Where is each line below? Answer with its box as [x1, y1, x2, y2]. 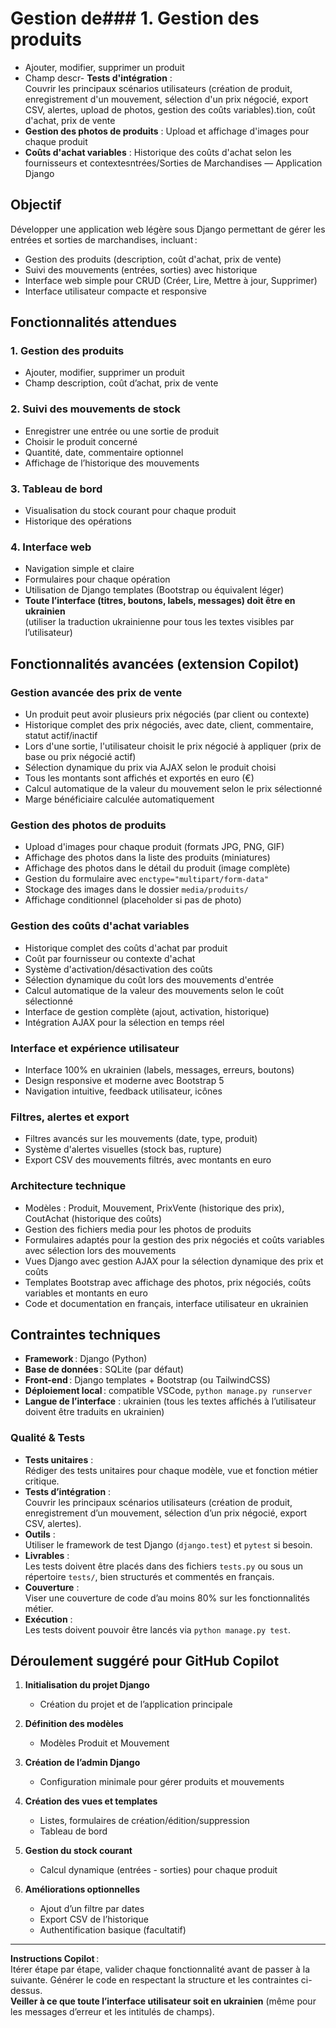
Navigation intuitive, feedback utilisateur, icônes [24, 1085, 223, 1097]
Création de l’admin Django [24, 1757, 141, 1769]
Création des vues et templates [24, 1795, 158, 1807]
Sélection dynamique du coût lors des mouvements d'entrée [24, 973, 274, 986]
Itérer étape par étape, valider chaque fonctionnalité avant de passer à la [10, 1963, 311, 1976]
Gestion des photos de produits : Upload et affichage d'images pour [24, 125, 310, 137]
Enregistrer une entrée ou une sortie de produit [24, 425, 220, 437]
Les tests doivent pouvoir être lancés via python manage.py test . [24, 1623, 292, 1636]
